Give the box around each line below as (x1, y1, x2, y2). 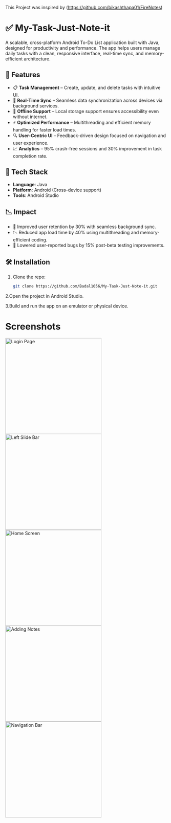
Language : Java (12, 181, 48, 187)
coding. (31, 237, 48, 243)
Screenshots (5, 321, 61, 332)
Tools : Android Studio (12, 192, 59, 198)
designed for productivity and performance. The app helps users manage (5, 45, 160, 51)
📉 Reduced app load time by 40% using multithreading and (12, 230, 139, 236)
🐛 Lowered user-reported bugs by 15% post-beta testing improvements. (12, 242, 165, 249)
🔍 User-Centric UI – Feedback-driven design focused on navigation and (12, 132, 166, 139)
